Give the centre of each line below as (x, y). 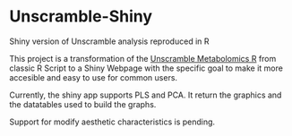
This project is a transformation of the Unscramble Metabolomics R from (143, 58)
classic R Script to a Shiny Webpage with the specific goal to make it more (146, 68)
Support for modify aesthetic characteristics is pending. (112, 122)
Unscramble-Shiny (81, 17)
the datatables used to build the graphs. (83, 104)
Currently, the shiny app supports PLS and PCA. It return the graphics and (146, 95)
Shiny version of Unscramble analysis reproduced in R (109, 41)
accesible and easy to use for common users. (93, 77)
